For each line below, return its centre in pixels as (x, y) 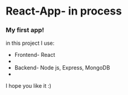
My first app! (25, 30)
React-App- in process (64, 11)
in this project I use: (30, 43)
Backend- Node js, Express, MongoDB (62, 68)
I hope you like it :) (29, 86)
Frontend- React (35, 55)
